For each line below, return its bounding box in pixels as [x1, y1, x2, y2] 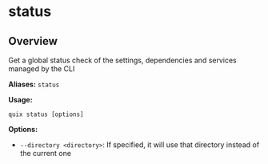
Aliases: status [8, 79, 60, 89]
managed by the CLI [8, 64, 75, 74]
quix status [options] [8, 110, 84, 118]
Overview [8, 34, 58, 48]
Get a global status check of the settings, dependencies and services [8, 55, 238, 65]
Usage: [8, 95, 34, 104]
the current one [19, 149, 72, 158]
